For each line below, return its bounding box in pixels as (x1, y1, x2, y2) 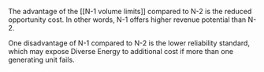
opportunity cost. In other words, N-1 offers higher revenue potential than (8, 15, 247, 24)
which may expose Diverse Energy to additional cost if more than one (8, 47, 234, 56)
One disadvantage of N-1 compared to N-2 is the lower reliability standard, (8, 38, 251, 48)
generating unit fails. (8, 55, 75, 64)
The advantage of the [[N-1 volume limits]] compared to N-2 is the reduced (8, 7, 252, 16)
